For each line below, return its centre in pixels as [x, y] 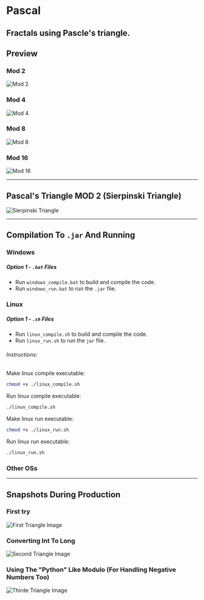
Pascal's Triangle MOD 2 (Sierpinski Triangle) [94, 196]
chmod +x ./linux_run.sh [38, 430]
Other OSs [22, 468]
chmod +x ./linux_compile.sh [43, 384]
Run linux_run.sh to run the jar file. [60, 341]
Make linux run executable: [40, 419]
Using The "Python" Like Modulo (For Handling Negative [91, 570]
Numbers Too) [28, 578]
